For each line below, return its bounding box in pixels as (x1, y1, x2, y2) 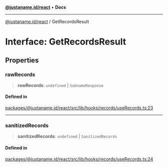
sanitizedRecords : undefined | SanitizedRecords (17, 133, 117, 139)
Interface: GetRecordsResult (5, 36, 126, 47)
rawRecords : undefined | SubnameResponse (17, 82, 103, 88)
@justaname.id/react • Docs (5, 4, 66, 10)
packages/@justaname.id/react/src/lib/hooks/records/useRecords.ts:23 (5, 105, 153, 111)
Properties (5, 56, 39, 64)
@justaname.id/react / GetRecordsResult (5, 18, 89, 24)
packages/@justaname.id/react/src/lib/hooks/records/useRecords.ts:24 (5, 156, 153, 162)
